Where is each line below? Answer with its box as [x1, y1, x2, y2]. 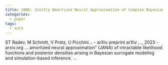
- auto [9, 26, 23, 31]
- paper [9, 16, 26, 21]
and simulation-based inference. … [5, 55, 77, 61]
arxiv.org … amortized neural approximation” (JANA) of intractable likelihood [5, 45, 162, 51]
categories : [5, 12, 30, 17]
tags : [5, 21, 16, 26]
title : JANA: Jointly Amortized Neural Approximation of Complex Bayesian [5, 7, 164, 12]
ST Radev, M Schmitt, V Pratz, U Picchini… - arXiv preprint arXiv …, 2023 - [5, 39, 159, 45]
